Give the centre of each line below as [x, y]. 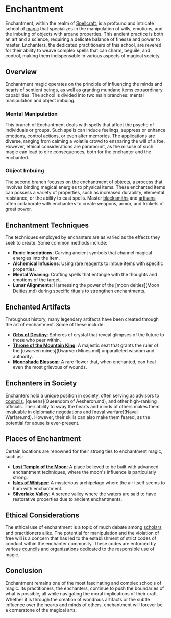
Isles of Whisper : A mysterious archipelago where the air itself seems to [89, 483]
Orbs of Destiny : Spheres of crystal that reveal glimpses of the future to [88, 334]
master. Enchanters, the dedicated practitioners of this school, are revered [83, 45]
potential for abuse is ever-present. [42, 423]
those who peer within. [37, 340]
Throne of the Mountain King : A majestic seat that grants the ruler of [86, 345]
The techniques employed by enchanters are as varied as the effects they [83, 237]
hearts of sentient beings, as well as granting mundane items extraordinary [84, 90]
